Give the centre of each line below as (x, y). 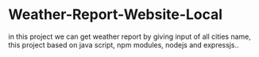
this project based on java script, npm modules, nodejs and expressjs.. (124, 44)
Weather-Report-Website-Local (116, 15)
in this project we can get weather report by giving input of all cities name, (130, 36)
